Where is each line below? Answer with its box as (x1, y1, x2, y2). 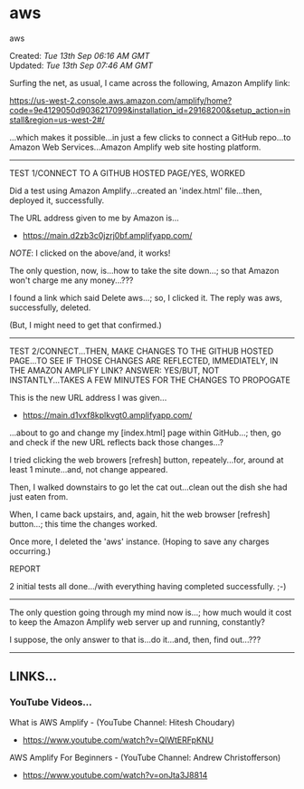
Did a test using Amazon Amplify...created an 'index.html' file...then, (9, 185, 262, 196)
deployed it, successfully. (9, 194, 105, 206)
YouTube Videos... (9, 696, 92, 709)
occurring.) (9, 545, 52, 556)
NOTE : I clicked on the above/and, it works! (9, 248, 171, 258)
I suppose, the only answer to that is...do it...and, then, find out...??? (9, 634, 261, 645)
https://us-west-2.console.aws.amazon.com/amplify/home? (9, 94, 233, 106)
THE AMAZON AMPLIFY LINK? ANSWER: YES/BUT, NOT (9, 365, 220, 375)
